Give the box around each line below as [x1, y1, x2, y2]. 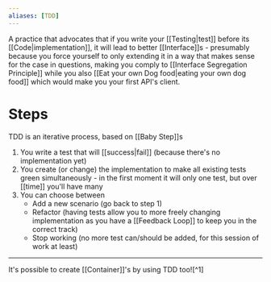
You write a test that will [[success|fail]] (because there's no [19, 147, 220, 157]
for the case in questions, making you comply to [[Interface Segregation [8, 60, 248, 69]
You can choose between [19, 190, 105, 200]
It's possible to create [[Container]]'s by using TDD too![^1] [8, 264, 204, 274]
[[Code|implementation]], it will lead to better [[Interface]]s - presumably [8, 42, 250, 52]
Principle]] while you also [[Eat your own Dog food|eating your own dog [8, 68, 247, 77]
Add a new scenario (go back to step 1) [31, 198, 163, 208]
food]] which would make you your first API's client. [8, 77, 181, 86]
